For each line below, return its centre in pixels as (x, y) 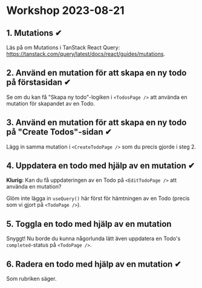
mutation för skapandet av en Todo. (51, 103)
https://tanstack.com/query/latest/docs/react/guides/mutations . (86, 54)
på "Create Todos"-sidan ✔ (59, 132)
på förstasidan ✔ (39, 82)
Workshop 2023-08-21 (66, 11)
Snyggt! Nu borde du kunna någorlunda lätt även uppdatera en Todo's (93, 239)
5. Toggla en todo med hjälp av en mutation (89, 224)
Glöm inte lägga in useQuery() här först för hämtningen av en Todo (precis (98, 198)
